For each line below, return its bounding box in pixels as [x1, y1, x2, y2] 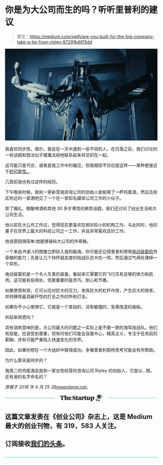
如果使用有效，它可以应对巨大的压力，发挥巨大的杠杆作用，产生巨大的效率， [5, 288, 158, 293]
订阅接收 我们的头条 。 [5, 440, 69, 448]
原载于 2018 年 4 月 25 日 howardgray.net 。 [5, 384, 91, 390]
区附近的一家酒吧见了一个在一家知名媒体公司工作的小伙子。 [5, 195, 124, 201]
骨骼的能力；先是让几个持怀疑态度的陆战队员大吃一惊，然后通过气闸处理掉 [5, 255, 153, 260]
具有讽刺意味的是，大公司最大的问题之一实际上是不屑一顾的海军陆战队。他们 [5, 325, 158, 330]
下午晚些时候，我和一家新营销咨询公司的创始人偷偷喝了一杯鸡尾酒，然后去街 [5, 189, 158, 195]
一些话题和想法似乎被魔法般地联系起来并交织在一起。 [5, 152, 111, 158]
